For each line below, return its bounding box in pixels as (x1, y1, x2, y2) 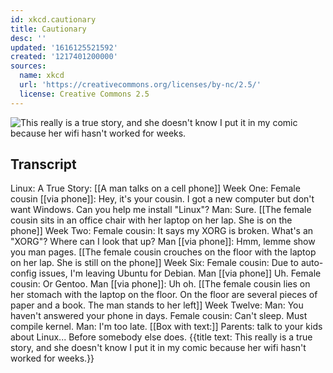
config (10, 267, 37, 280)
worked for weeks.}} (10, 352, 95, 365)
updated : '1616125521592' (10, 42, 118, 53)
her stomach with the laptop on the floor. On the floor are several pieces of (10, 289, 318, 301)
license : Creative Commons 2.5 (19, 89, 150, 99)
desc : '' (10, 33, 47, 43)
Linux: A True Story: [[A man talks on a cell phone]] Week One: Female (10, 182, 301, 195)
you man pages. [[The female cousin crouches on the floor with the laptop (10, 246, 317, 258)
